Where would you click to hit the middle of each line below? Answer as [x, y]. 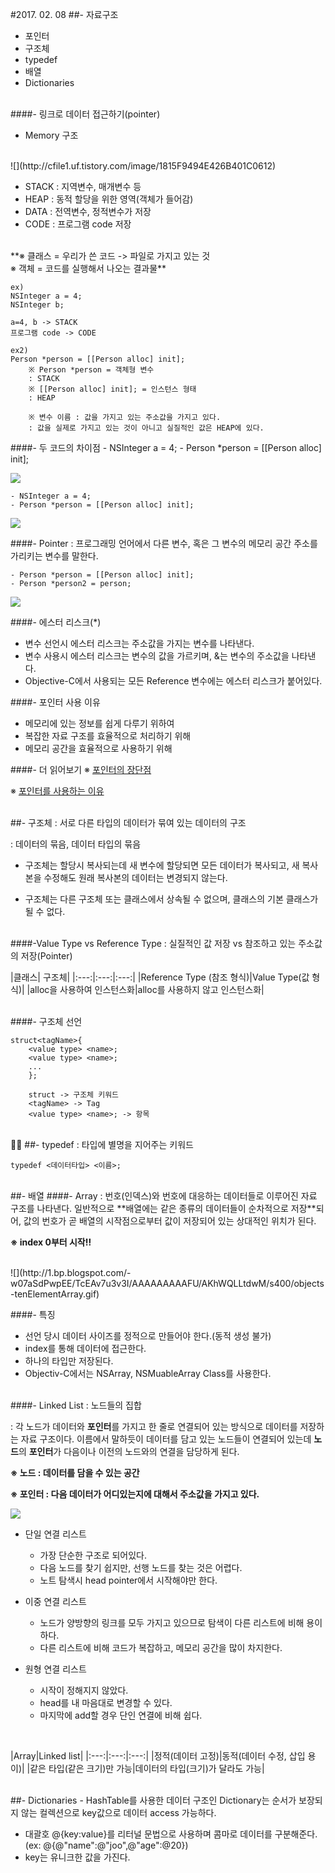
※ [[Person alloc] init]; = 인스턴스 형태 [112, 389]
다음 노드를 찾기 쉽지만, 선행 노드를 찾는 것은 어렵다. [141, 1567]
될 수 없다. [45, 911]
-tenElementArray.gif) [55, 1294]
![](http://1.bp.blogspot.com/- [71, 1272]
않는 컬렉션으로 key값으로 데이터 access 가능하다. [118, 1812]
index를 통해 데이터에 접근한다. [85, 1348]
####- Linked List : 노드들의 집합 [76, 1405]
